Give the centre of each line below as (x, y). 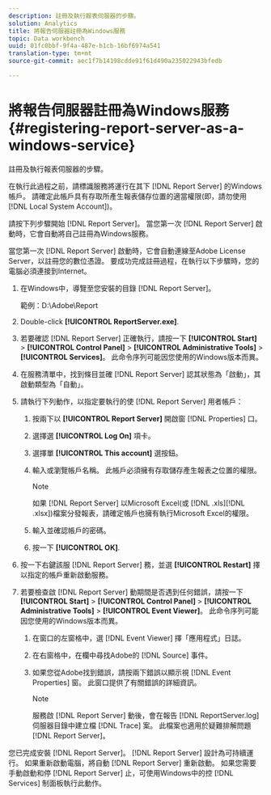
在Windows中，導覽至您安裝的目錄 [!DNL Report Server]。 (118, 288)
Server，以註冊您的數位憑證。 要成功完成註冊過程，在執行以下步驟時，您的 (134, 260)
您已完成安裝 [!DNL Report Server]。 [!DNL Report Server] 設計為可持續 (127, 752)
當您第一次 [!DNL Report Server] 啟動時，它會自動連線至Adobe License (127, 251)
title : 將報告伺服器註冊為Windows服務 (67, 31)
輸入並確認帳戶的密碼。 (71, 530)
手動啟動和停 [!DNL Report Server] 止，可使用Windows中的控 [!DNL (121, 772)
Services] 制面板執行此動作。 (57, 783)
